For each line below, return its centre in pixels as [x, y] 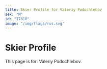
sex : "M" [14, 14]
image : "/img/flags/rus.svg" [35, 23]
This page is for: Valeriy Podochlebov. [43, 62]
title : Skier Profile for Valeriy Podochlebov [53, 10]
